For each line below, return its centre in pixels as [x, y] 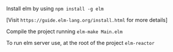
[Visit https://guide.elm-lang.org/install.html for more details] [87, 20]
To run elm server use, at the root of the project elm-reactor [80, 43]
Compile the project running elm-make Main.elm [65, 31]
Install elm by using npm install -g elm [55, 9]
